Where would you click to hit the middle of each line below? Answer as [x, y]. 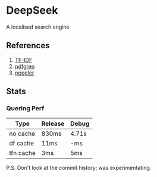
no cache [22, 133]
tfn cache [22, 153]
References [28, 46]
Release [53, 124]
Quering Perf [25, 108]
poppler [24, 73]
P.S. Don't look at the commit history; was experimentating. [79, 168]
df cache [22, 144]
